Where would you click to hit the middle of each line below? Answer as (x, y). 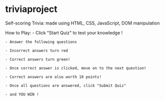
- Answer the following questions (41, 42)
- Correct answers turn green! (38, 59)
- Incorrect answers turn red (37, 50)
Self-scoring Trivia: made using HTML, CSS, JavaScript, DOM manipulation (82, 23)
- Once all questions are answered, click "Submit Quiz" (66, 85)
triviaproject (31, 9)
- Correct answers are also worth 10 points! (53, 77)
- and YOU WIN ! (22, 94)
